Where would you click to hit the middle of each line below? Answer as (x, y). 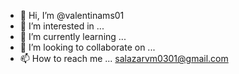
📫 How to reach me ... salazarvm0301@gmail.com (124, 58)
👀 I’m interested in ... (62, 26)
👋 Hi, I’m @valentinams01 (72, 15)
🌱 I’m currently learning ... (73, 36)
